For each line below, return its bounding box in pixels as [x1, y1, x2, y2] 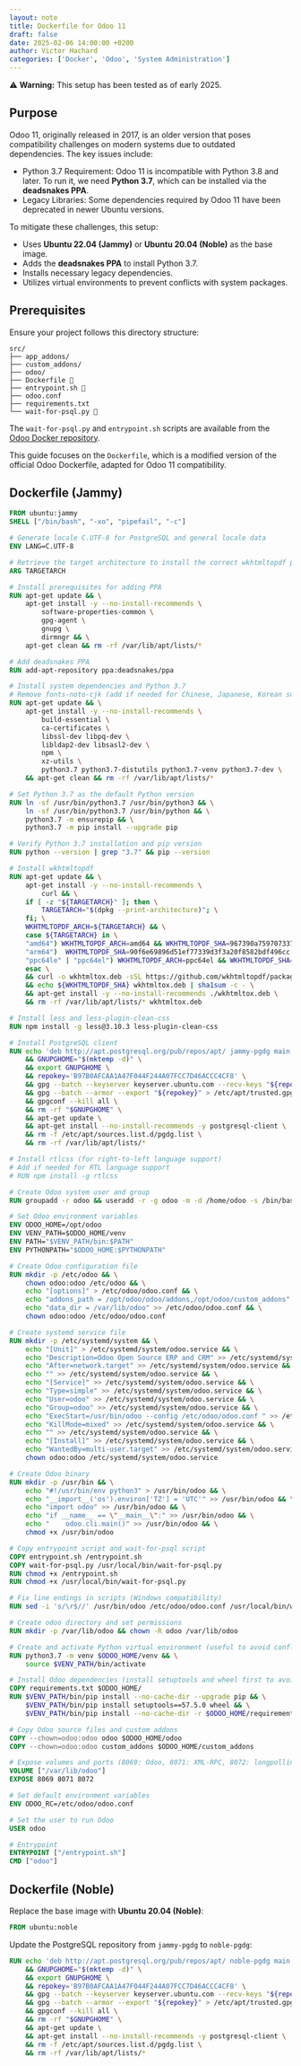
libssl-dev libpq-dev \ [41, 732, 130, 741]
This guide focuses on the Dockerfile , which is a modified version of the [9, 450, 278, 461]
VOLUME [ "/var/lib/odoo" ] [9, 1766, 106, 1776]
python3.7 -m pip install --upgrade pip [25, 823, 178, 832]
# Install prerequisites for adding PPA [9, 583, 163, 592]
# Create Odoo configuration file [9, 1262, 139, 1270]
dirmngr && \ [41, 632, 90, 642]
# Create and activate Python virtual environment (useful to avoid [9, 1642, 271, 1652]
